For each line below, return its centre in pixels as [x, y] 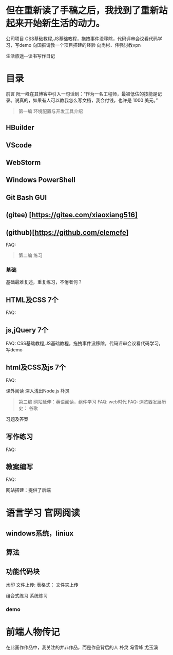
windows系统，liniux [40, 533]
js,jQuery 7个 [27, 330]
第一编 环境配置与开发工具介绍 [51, 111]
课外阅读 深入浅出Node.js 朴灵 [38, 390]
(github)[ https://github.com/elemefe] [67, 232]
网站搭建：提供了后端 [28, 490]
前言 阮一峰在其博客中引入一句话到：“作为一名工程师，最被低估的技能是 [82, 93]
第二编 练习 [30, 255]
